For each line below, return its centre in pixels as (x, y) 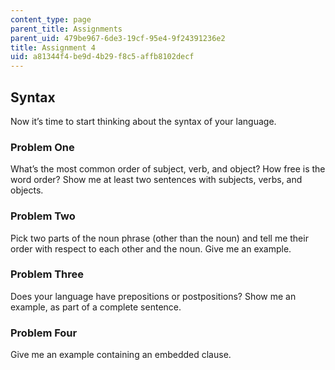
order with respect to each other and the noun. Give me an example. (151, 248)
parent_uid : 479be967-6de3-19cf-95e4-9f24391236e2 (118, 38)
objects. (27, 190)
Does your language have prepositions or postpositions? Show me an (153, 296)
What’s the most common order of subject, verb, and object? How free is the (168, 169)
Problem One (42, 147)
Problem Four (44, 333)
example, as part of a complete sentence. (96, 307)
